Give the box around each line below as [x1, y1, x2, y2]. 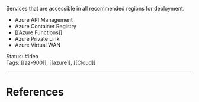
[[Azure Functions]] [14, 29, 63, 36]
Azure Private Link [14, 35, 60, 42]
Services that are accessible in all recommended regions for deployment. [6, 5, 185, 12]
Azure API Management [14, 17, 73, 23]
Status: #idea [6, 53, 38, 60]
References [6, 85, 64, 99]
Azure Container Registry [14, 23, 77, 29]
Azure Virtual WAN [14, 41, 61, 48]
